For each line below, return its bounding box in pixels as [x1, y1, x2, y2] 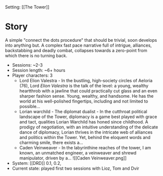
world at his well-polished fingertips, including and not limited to [19, 98, 148, 104]
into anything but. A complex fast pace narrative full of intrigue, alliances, [5, 42, 152, 48]
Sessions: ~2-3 [12, 62, 43, 68]
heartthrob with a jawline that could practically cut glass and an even [19, 88, 158, 94]
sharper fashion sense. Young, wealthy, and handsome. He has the [19, 93, 154, 99]
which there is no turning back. [5, 53, 67, 58]
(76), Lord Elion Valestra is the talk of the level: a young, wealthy [19, 83, 148, 88]
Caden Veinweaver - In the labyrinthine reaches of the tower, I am [19, 144, 151, 150]
